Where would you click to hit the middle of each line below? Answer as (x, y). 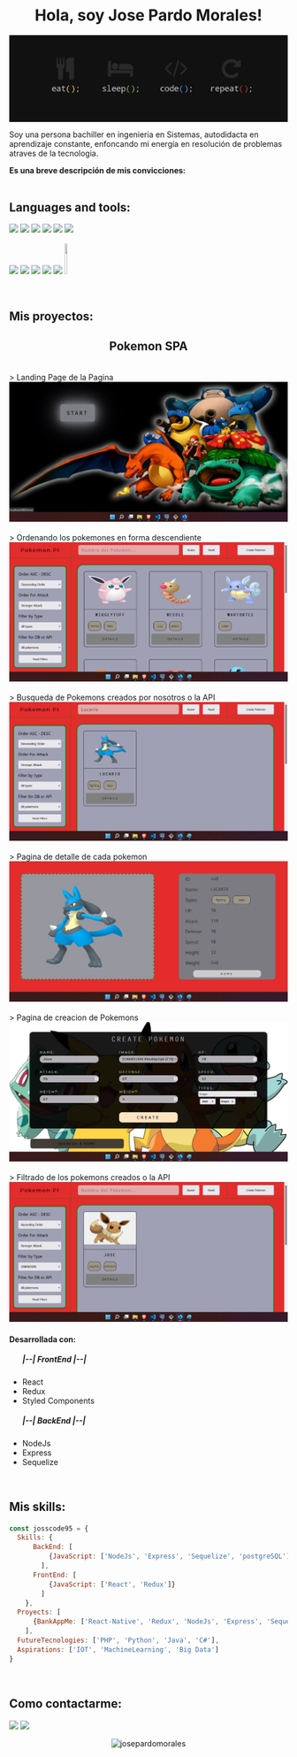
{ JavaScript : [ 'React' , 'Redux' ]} (112, 1584)
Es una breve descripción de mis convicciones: (97, 170)
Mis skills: (38, 1507)
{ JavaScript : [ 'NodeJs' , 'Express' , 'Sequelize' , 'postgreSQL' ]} (171, 1557)
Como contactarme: (65, 1704)
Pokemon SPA (148, 346)
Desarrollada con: (43, 1339)
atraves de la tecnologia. (54, 153)
